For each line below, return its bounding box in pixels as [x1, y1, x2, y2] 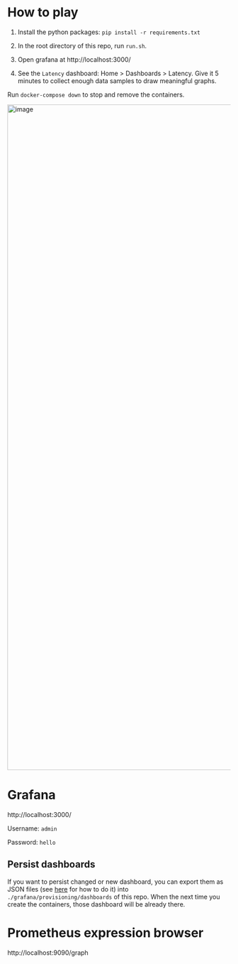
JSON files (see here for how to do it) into [7, 884, 129, 893]
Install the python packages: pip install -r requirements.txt [17, 28, 200, 36]
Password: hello [7, 838, 56, 846]
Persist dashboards [7, 858, 96, 870]
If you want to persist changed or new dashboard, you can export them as [7, 877, 224, 886]
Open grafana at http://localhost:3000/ [17, 55, 131, 64]
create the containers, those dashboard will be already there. [7, 899, 186, 909]
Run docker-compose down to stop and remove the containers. [7, 90, 185, 99]
